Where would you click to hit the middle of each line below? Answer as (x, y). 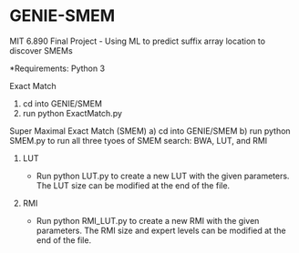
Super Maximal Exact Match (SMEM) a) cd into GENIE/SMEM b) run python (150, 131)
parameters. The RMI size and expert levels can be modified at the (161, 230)
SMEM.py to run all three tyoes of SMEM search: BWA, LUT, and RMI (139, 140)
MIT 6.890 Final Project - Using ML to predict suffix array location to (138, 41)
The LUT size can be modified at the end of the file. (133, 185)
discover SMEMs (41, 50)
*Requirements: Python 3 (57, 68)
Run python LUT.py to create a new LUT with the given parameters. (163, 176)
